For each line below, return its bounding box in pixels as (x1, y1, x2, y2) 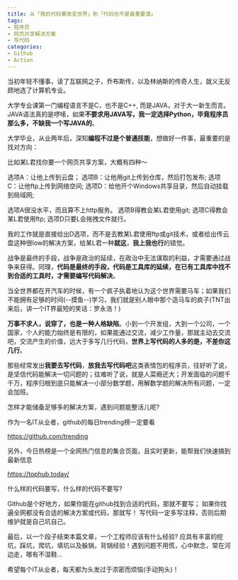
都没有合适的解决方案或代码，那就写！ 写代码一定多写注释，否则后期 (25, 508, 227, 517)
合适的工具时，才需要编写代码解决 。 (13, 271, 119, 280)
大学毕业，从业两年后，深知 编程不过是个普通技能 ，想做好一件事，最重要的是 (7, 133, 231, 142)
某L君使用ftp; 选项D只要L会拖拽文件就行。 (7, 214, 130, 223)
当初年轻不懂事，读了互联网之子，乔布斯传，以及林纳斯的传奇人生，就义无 (7, 77, 225, 85)
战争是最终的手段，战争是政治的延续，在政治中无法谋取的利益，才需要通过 (7, 253, 225, 262)
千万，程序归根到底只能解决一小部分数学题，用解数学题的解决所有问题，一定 (7, 378, 231, 387)
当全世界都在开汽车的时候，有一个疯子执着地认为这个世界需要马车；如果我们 (7, 286, 231, 295)
